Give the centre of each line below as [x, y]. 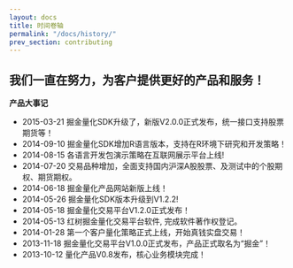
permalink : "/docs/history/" [63, 34]
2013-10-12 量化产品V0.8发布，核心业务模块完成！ [114, 255]
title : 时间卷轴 [36, 26]
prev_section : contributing [61, 42]
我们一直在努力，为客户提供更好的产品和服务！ [137, 80]
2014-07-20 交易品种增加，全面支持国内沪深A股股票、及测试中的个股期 [152, 166]
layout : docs [33, 17]
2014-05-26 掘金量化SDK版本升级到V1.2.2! [100, 199]
